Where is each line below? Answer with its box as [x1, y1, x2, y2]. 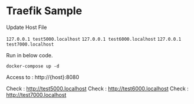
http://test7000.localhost [6, 91, 67, 98]
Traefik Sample [6, 4, 82, 18]
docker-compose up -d [6, 63, 60, 69]
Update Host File [6, 24, 47, 31]
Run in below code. [6, 51, 53, 58]
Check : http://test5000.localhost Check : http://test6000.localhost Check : [6, 84, 189, 92]
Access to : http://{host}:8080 [6, 73, 80, 80]
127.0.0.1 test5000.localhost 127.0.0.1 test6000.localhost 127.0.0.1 [6, 36, 182, 42]
